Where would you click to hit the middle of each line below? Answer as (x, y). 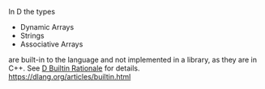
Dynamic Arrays (47, 27)
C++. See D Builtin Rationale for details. (74, 68)
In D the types (32, 12)
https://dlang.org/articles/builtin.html (70, 77)
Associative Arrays (51, 44)
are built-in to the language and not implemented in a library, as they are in (133, 60)
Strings (32, 36)
